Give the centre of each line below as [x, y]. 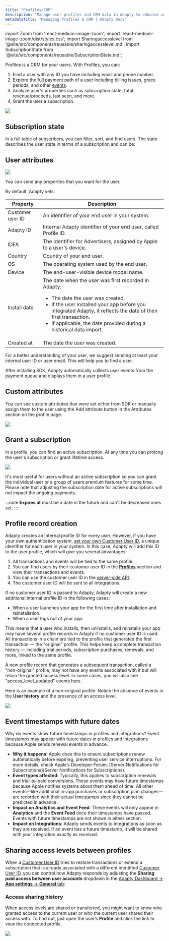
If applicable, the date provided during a [98, 323]
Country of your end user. [73, 256]
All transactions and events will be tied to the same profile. [73, 562]
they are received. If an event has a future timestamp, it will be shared [85, 829]
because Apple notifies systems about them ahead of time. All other [83, 786]
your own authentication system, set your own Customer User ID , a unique [82, 541]
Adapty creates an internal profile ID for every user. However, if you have [81, 536]
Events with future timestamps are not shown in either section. [77, 818]
